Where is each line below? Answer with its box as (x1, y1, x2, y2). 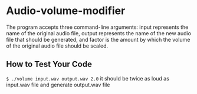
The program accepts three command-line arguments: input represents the (6, 23, 189, 31)
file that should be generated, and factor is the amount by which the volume (6, 36, 191, 43)
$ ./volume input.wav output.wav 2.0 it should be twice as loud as (6, 75, 170, 82)
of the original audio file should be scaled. (6, 42, 109, 49)
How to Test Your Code (6, 59, 93, 69)
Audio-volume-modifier (6, 4, 126, 18)
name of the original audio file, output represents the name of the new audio (6, 29, 192, 36)
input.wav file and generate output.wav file (6, 81, 110, 88)
